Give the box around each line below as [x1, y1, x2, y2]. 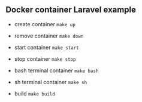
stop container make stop [14, 55, 76, 62]
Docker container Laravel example [5, 5, 136, 15]
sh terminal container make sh [14, 78, 87, 85]
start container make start [14, 44, 79, 51]
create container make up [14, 20, 75, 27]
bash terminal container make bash [14, 67, 99, 74]
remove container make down [14, 32, 84, 39]
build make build [14, 89, 55, 97]
